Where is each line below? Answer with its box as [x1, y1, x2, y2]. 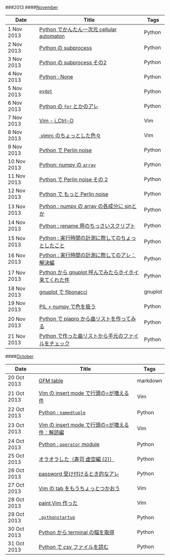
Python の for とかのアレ [39, 103, 99, 110]
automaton [39, 33, 65, 40]
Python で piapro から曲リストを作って [39, 315, 131, 322]
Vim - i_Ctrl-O [39, 117, 74, 124]
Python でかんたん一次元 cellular [39, 26, 117, 33]
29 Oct [8, 511, 24, 518]
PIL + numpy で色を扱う [39, 303, 96, 310]
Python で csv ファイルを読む [38, 544, 109, 550]
